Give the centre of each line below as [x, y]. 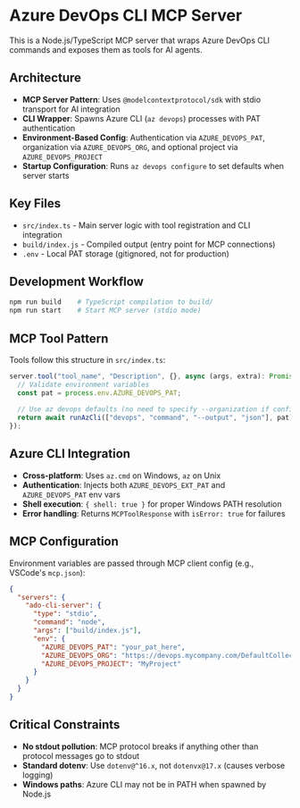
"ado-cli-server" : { [63, 606]
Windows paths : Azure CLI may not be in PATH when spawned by [144, 784]
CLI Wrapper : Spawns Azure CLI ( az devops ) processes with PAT [142, 118]
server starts [46, 175]
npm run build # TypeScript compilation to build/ [112, 302]
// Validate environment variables [83, 384]
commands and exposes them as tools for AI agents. [106, 49]
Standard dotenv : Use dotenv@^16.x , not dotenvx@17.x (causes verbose [154, 765]
